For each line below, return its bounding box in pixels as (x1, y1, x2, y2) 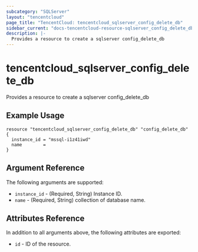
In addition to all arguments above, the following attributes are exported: (6, 229, 181, 236)
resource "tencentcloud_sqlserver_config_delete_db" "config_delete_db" (6, 126, 189, 132)
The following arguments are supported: (6, 178, 104, 186)
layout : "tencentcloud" (6, 14, 65, 20)
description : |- (6, 31, 46, 37)
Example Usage (6, 110, 65, 121)
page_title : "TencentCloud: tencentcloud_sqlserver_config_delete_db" (6, 19, 183, 25)
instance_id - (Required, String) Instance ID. (14, 190, 123, 197)
